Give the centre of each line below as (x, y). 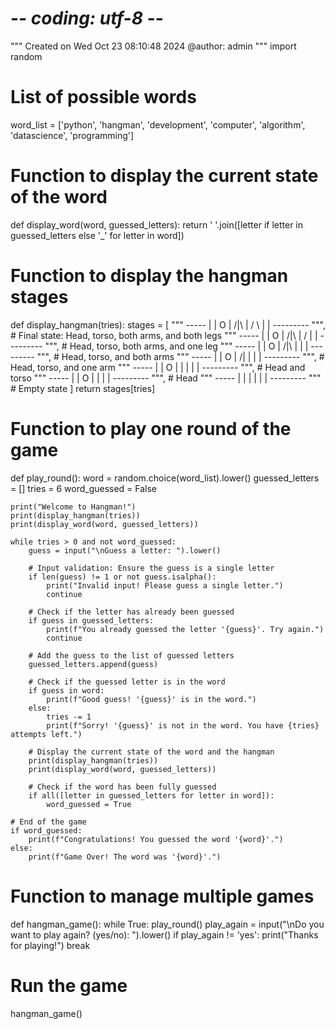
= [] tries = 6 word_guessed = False (84, 488)
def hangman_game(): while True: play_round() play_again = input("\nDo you (167, 924)
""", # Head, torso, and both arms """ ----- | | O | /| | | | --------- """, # (180, 356)
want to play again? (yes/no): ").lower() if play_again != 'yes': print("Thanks (164, 934)
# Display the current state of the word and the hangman (151, 752)
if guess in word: (66, 690)
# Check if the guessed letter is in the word (127, 682)
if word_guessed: (46, 830)
